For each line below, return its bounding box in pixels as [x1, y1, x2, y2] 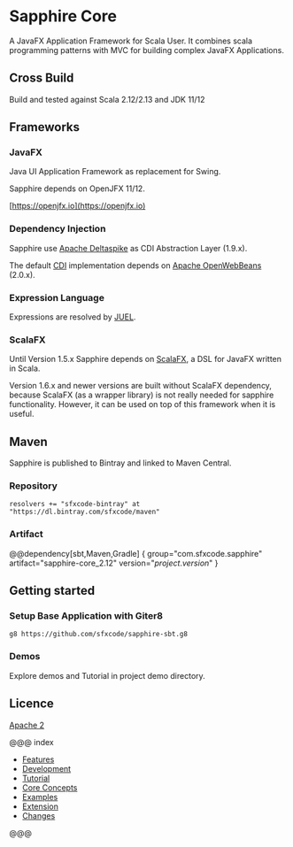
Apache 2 [9, 720, 45, 730]
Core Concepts [21, 782, 78, 793]
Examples [21, 791, 58, 802]
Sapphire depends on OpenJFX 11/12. [9, 183, 146, 194]
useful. [9, 409, 35, 420]
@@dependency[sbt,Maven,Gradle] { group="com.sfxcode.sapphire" [9, 548, 263, 558]
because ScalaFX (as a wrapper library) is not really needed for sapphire [9, 389, 274, 400]
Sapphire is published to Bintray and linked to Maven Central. [9, 458, 232, 468]
